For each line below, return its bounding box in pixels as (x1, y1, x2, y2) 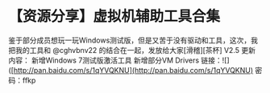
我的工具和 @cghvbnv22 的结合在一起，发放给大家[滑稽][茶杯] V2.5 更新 (15, 45, 256, 55)
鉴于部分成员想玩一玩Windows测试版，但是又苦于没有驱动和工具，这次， (8, 35, 251, 45)
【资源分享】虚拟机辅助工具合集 (8, 7, 221, 26)
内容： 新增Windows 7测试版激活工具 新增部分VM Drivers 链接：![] (8, 55, 230, 65)
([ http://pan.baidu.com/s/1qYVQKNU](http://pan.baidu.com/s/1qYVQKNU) (8, 65, 254, 75)
